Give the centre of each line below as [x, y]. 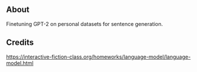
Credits [20, 43]
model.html [20, 63]
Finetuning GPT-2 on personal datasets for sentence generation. [85, 24]
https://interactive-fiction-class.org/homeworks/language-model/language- [98, 57]
